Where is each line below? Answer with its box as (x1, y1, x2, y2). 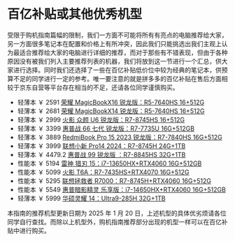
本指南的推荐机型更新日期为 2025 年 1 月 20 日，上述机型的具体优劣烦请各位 (7, 209, 227, 217)
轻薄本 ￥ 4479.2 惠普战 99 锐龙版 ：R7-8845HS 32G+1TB (17, 150, 186, 159)
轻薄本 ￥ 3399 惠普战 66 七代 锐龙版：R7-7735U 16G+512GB (17, 124, 194, 133)
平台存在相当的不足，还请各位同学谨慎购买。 (50, 83, 179, 92)
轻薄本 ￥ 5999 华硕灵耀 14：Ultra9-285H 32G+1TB (17, 193, 166, 203)
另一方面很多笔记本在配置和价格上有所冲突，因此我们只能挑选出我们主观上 (7, 39, 222, 48)
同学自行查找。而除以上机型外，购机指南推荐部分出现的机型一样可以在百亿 (7, 217, 222, 226)
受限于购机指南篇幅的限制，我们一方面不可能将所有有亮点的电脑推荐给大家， (7, 31, 228, 39)
